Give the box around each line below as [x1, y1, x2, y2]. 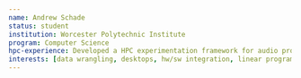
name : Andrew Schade [8, 13, 86, 22]
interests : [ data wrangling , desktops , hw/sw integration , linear [8, 55, 262, 64]
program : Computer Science [8, 38, 110, 48]
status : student [8, 22, 69, 30]
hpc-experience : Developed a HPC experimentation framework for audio [8, 47, 279, 56]
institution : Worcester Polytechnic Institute [8, 30, 186, 39]
